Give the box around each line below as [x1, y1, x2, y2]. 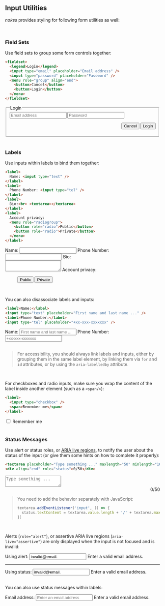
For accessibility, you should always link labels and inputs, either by [17, 351, 154, 357]
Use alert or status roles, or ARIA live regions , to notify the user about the [5, 447, 153, 453]
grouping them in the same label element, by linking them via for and [17, 356, 157, 362]
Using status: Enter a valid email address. [5, 569, 147, 575]
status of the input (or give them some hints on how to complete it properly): [5, 453, 160, 458]
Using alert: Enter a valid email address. [5, 553, 143, 559]
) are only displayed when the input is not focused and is [40, 538, 155, 544]
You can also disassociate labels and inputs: [5, 296, 95, 302]
